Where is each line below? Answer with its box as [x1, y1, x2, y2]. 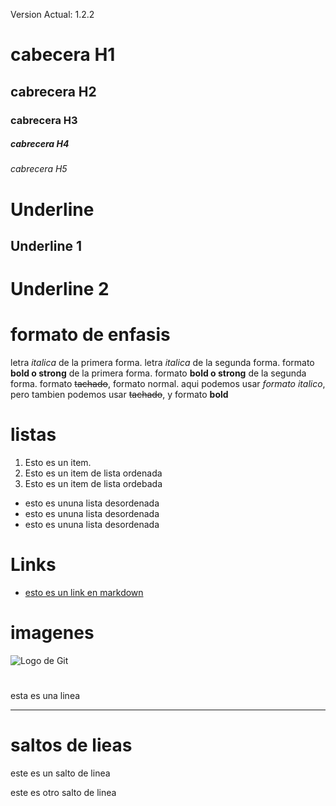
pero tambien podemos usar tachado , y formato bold [10, 389, 229, 401]
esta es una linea [10, 690, 81, 702]
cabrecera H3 [10, 113, 78, 127]
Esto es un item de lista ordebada [24, 478, 163, 490]
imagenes [10, 622, 95, 644]
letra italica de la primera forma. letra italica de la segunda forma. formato [10, 357, 315, 369]
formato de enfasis [10, 324, 171, 346]
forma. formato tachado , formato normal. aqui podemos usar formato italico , [10, 378, 326, 390]
